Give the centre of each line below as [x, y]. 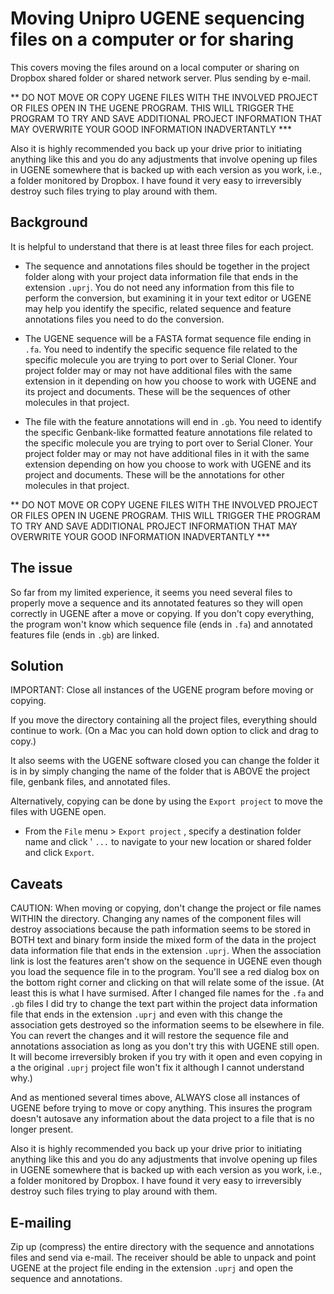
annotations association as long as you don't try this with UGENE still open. [165, 1046]
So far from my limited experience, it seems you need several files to [151, 592]
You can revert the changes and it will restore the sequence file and [149, 1036]
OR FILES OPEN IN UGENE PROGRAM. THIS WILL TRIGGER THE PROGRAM [166, 515]
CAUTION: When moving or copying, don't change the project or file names [166, 908]
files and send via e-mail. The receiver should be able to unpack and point [163, 1257]
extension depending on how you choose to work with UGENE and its [168, 464]
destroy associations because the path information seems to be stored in [161, 929]
